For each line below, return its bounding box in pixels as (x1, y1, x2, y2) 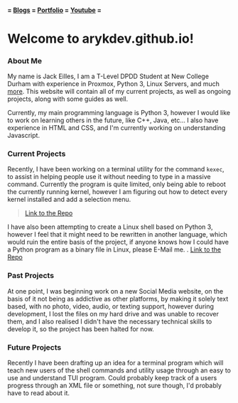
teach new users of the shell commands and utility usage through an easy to (7, 366, 231, 375)
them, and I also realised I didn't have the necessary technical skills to (7, 317, 212, 326)
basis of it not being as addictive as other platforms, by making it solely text (7, 294, 229, 303)
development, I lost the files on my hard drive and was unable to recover (7, 309, 219, 318)
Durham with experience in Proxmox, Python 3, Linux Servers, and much (7, 80, 220, 88)
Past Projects (7, 271, 55, 281)
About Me (7, 55, 43, 65)
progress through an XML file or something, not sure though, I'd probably (7, 381, 222, 389)
